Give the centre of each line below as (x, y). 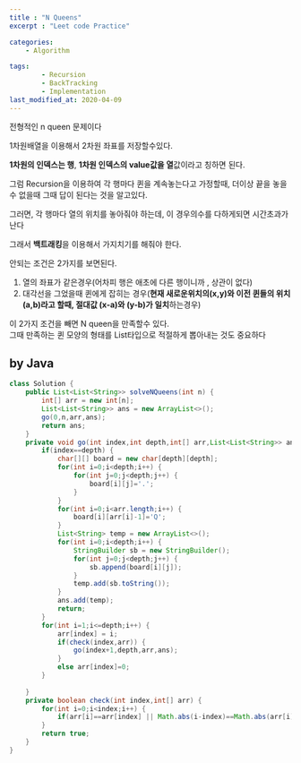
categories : (31, 42)
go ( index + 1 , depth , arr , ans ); (125, 650)
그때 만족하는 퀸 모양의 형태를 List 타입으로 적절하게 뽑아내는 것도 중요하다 (138, 334)
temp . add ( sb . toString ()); (121, 584)
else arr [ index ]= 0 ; (93, 667)
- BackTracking (70, 83)
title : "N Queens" (46, 17)
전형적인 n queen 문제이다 (56, 126)
